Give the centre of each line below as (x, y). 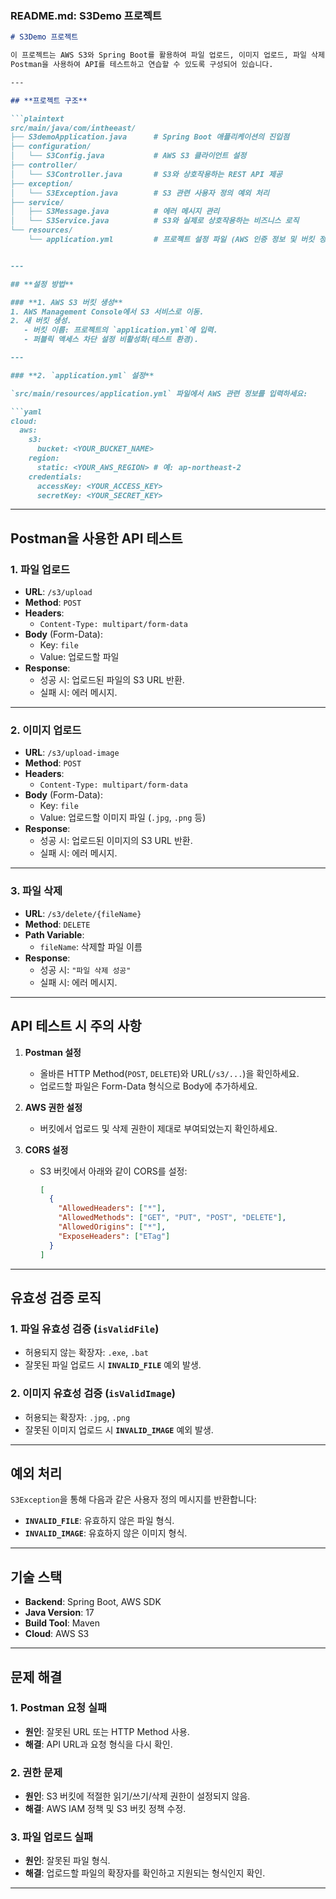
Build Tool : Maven (62, 1623)
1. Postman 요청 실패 (59, 1708)
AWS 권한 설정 (53, 1107)
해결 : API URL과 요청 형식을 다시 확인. (98, 1744)
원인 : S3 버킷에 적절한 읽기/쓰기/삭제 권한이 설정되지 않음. (137, 1796)
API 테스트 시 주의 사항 (76, 1026)
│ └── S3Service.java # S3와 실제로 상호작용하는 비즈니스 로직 (155, 221)
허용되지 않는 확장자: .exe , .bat (86, 1353)
